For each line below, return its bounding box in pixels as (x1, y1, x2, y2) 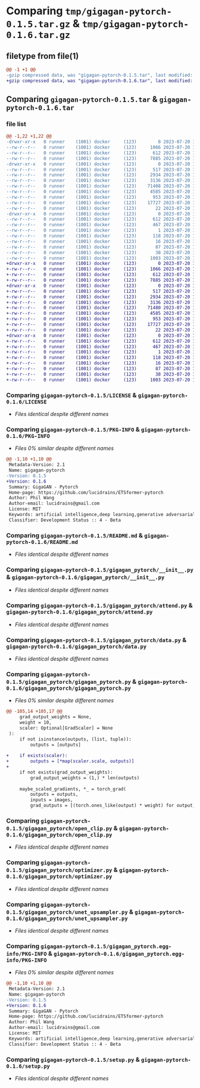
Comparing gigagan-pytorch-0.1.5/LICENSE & (6, 391, 137, 399)
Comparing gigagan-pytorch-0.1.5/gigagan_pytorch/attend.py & (6, 601, 193, 609)
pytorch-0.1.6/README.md (6, 539, 79, 545)
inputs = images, (30, 797, 73, 803)
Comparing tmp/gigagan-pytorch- (6, 4, 173, 18)
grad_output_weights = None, (19, 714, 92, 720)
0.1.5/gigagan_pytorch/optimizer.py (6, 867, 112, 874)
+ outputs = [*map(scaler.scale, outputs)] (6, 758, 135, 764)
